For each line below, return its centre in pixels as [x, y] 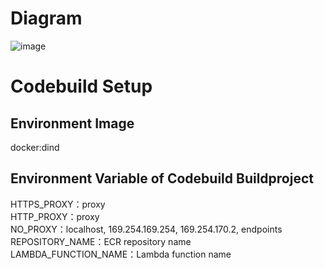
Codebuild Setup [81, 86]
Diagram [46, 18]
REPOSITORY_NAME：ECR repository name [101, 241]
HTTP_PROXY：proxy [55, 216]
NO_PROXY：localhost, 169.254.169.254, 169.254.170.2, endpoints [146, 229]
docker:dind [35, 147]
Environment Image [72, 123]
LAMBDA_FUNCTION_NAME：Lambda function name [121, 254]
